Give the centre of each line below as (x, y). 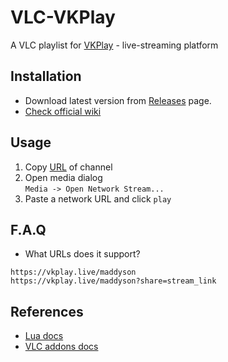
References (47, 311)
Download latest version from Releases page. (118, 100)
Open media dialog (63, 177)
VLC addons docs (61, 347)
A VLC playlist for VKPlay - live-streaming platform (114, 45)
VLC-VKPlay (63, 17)
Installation (46, 76)
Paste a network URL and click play (98, 198)
